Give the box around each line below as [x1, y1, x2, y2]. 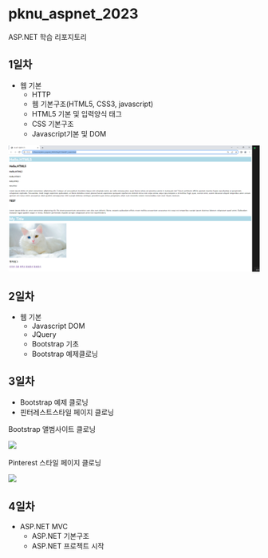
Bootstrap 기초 [31, 339, 80, 349]
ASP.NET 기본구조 [31, 531, 90, 540]
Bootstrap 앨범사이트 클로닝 [8, 424, 96, 433]
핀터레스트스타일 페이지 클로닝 [19, 407, 114, 417]
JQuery [31, 330, 57, 339]
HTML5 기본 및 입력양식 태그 [31, 109, 122, 118]
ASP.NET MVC [19, 521, 68, 531]
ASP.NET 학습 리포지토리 [8, 32, 88, 42]
